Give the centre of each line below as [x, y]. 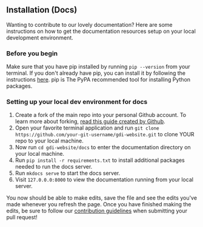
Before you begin [32, 53]
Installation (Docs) [42, 10]
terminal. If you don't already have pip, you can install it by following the [96, 73]
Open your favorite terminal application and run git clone [87, 128]
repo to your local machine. [49, 141]
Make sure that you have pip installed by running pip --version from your [98, 67]
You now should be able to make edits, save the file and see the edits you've [102, 198]
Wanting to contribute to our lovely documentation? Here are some [89, 24]
